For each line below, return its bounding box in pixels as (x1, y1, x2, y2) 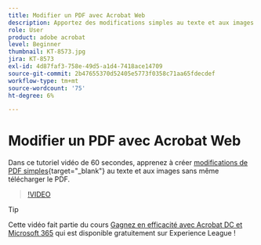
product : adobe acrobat (8, 33, 86, 41)
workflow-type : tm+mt (8, 77, 79, 85)
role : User (8, 26, 44, 34)
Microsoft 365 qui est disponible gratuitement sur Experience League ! (8, 229, 237, 238)
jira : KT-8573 (8, 56, 55, 63)
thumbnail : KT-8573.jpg (8, 48, 86, 56)
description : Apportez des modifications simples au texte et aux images (8, 19, 255, 27)
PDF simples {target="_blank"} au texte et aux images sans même (8, 166, 219, 176)
